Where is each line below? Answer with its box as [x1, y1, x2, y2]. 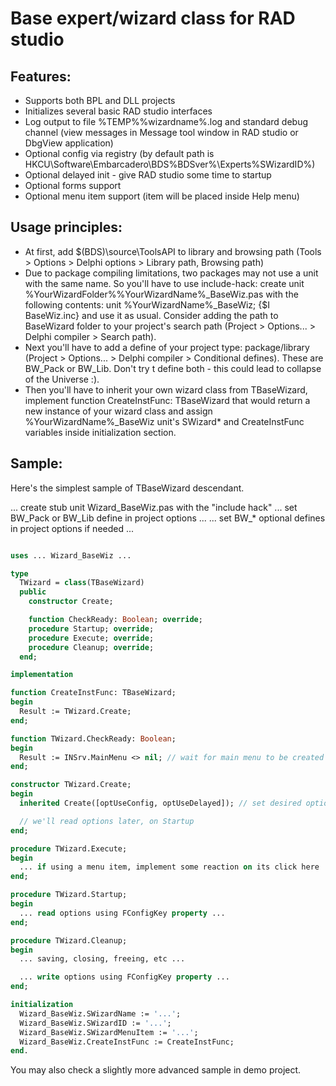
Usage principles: [10, 219, 123, 236]
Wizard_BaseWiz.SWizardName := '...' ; [19, 1008, 182, 1019]
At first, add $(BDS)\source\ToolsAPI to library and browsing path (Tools [24, 245, 322, 257]
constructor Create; [28, 597, 114, 607]
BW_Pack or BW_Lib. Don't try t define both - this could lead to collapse [24, 362, 322, 374]
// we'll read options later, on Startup [19, 816, 195, 826]
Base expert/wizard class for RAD [10, 7, 296, 30]
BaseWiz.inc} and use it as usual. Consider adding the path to [24, 309, 279, 321]
